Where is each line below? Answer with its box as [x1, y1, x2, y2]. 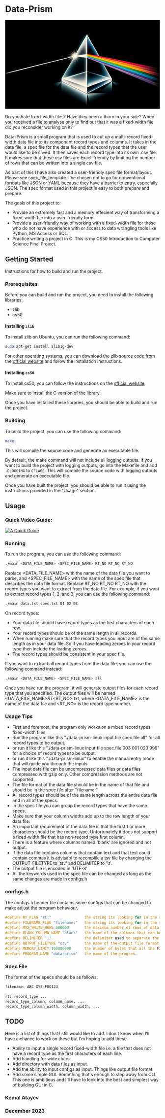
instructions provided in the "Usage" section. [5, 487, 96, 493]
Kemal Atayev [5, 1094, 39, 1101]
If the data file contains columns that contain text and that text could [12, 850, 151, 856]
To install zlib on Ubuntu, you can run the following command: [5, 334, 131, 340]
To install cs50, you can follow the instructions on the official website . [5, 380, 146, 386]
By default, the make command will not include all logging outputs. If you [5, 457, 152, 463]
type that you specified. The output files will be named [5, 690, 115, 696]
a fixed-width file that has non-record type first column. [12, 834, 125, 840]
